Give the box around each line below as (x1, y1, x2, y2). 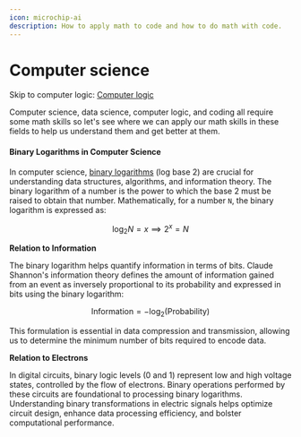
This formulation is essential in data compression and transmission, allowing (9, 325, 290, 336)
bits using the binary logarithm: (9, 288, 125, 300)
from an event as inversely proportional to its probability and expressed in (9, 279, 282, 290)
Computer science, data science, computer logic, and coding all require (9, 107, 274, 117)
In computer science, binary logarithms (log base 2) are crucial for (9, 167, 254, 177)
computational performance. (9, 417, 115, 428)
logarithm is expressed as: (9, 204, 107, 215)
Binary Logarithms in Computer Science (9, 147, 161, 158)
